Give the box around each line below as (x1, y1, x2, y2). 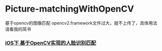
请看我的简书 (5, 26, 31, 32)
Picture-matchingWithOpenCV (5, 3, 134, 15)
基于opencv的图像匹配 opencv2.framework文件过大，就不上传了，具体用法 (5, 20, 158, 26)
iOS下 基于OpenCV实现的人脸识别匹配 (5, 39, 97, 46)
